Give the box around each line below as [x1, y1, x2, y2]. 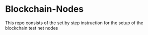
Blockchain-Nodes [5, 3, 84, 15]
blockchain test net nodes [5, 25, 58, 31]
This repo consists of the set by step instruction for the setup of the [5, 20, 144, 26]
